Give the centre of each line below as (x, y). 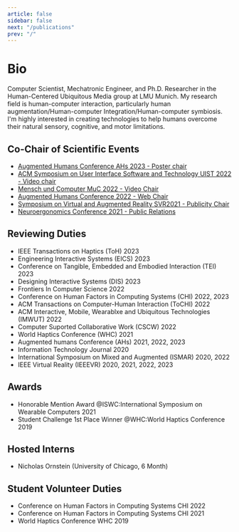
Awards (25, 387)
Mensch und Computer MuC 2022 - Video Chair (88, 189)
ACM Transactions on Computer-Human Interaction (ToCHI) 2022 (114, 304)
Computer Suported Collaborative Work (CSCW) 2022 (97, 327)
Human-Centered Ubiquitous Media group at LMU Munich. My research (112, 96)
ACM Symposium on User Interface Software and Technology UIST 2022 (124, 174)
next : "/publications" (41, 27)
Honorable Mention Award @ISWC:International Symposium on (110, 404)
